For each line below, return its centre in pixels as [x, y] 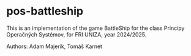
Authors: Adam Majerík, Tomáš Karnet [54, 46]
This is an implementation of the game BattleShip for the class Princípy [95, 28]
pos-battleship [45, 11]
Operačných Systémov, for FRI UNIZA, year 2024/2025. [77, 34]
